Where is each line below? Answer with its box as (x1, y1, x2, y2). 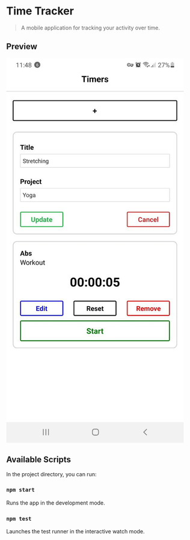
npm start (6, 486, 35, 494)
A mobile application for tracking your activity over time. (20, 24, 161, 31)
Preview (6, 41, 38, 52)
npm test (6, 515, 32, 522)
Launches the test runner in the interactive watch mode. (6, 528, 146, 535)
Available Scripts (6, 455, 71, 465)
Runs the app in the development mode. (6, 499, 105, 506)
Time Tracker (6, 4, 74, 18)
